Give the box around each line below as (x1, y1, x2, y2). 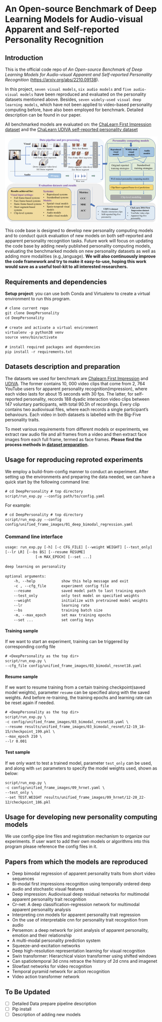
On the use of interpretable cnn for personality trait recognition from (12, 917, 148, 923)
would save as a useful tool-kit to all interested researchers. (5, 264, 128, 270)
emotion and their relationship (12, 933, 72, 939)
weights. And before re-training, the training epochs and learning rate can (5, 695, 152, 701)
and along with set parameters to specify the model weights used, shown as (5, 765, 157, 771)
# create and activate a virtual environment (5, 325, 98, 330)
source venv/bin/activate (5, 335, 57, 340)
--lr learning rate (14, 603, 90, 608)
